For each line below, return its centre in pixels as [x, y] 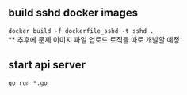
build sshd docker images [73, 13]
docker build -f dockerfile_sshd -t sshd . [81, 31]
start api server [47, 65]
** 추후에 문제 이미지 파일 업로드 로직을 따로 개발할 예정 [94, 39]
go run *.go [28, 83]
